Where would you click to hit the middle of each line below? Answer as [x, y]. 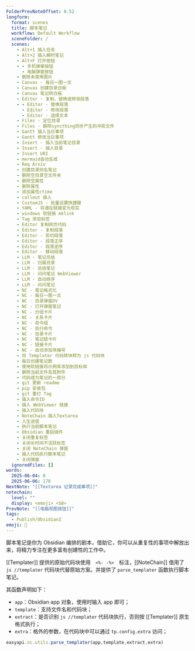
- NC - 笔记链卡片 [37, 339]
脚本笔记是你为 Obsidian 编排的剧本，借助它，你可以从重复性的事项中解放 [95, 542]
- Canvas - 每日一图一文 [44, 83]
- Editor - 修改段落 [45, 110]
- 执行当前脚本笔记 [37, 427]
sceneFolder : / [30, 39]
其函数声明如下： [27, 589]
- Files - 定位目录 [38, 121]
